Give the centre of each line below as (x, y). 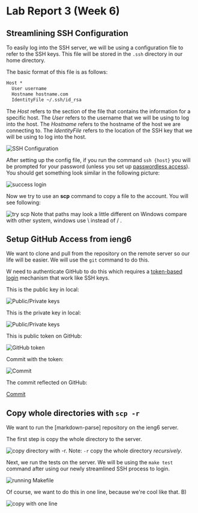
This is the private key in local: (44, 313)
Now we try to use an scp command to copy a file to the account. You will (97, 196)
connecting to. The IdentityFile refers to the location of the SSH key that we (99, 130)
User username (29, 88)
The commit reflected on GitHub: (47, 383)
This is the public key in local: (43, 290)
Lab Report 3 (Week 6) (63, 11)
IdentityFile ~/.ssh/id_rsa (47, 100)
